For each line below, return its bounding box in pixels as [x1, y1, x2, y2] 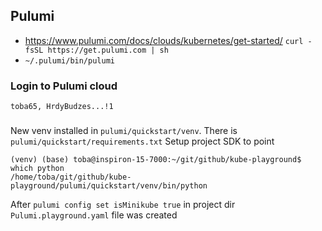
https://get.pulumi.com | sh [47, 45, 169, 55]
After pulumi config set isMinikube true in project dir [10, 199, 236, 211]
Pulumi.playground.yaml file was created [10, 209, 178, 221]
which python [10, 164, 65, 174]
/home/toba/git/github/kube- [10, 172, 132, 183]
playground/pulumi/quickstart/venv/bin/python [10, 181, 208, 191]
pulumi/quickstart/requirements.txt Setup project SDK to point [10, 135, 275, 148]
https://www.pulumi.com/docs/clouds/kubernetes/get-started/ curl [24, 34, 304, 46]
